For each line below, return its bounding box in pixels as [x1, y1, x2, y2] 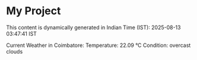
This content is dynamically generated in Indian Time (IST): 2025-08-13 [6, 24, 181, 31]
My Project [6, 4, 61, 18]
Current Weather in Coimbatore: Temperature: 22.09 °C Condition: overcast [6, 42, 191, 49]
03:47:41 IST [6, 30, 37, 37]
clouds [6, 48, 23, 55]
